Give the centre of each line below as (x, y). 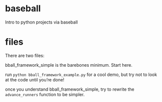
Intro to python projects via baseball (41, 22)
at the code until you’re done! (35, 79)
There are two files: (25, 55)
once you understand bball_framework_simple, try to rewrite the (70, 89)
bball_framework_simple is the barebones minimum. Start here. (69, 65)
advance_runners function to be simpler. (45, 94)
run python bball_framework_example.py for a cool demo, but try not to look (81, 75)
